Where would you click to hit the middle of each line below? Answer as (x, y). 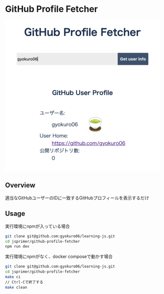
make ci (13, 277)
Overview (20, 185)
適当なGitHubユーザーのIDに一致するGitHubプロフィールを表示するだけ (77, 198)
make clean (16, 287)
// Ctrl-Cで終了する (24, 282)
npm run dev (17, 247)
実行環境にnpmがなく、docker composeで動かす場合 (59, 257)
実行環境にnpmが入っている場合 (38, 226)
